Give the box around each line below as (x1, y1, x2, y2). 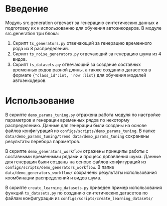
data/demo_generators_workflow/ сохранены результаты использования (5, 169, 157, 175)
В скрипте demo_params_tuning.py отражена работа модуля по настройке (5, 112, 161, 118)
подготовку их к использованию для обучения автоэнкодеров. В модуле (5, 25, 162, 31)
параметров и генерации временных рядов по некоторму (5, 117, 130, 123)
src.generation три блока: (5, 30, 59, 36)
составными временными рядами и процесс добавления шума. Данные (5, 153, 161, 159)
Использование (5, 95, 75, 107)
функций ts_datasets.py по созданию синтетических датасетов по (5, 189, 148, 196)
